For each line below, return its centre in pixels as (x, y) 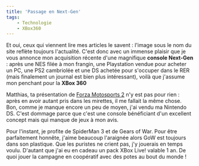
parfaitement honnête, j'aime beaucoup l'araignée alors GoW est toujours (96, 138)
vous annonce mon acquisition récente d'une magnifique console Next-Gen (100, 58)
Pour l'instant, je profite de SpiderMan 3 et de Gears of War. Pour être (92, 131)
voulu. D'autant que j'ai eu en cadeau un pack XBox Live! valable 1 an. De (96, 151)
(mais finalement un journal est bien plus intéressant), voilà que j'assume (96, 77)
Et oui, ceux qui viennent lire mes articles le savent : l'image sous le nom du (99, 45)
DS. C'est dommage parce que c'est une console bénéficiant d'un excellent (99, 114)
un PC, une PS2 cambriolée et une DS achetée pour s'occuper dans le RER (98, 71)
